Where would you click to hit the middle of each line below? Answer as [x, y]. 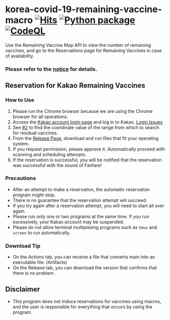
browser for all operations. [40, 117]
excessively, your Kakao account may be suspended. [68, 222]
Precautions [21, 178]
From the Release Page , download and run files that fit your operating [86, 138]
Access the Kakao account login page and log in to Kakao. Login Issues [88, 122]
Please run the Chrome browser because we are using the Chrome [82, 111]
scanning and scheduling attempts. [49, 154]
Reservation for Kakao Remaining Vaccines [75, 86]
